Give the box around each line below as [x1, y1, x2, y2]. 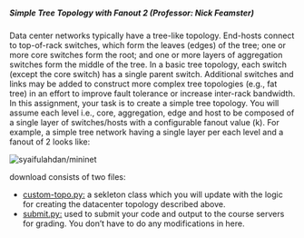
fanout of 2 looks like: [9, 136, 91, 147]
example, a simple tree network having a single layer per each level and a [9, 126, 284, 137]
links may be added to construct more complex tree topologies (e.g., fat [9, 78, 278, 89]
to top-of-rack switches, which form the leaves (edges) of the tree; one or [9, 39, 286, 50]
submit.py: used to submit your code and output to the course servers [22, 208, 285, 219]
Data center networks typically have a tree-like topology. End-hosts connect [9, 30, 295, 41]
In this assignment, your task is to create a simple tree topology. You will [9, 97, 279, 108]
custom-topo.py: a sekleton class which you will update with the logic [22, 189, 283, 200]
